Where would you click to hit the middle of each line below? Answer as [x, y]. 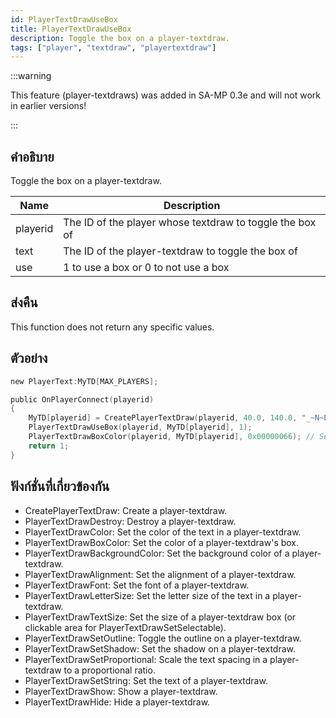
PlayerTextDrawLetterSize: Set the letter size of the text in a [147, 595]
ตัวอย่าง [29, 358]
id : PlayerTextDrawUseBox [64, 19]
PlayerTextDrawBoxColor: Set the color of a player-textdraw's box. [162, 542]
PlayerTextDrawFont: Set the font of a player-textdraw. [137, 585]
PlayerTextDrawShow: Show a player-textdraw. [121, 691]
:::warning [31, 76]
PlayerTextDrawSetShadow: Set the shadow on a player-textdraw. [160, 648]
